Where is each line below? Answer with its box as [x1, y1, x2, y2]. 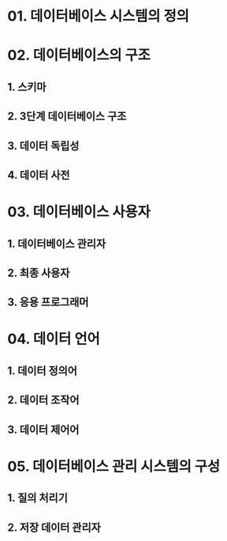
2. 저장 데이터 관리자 [7, 520, 102, 534]
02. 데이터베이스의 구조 [7, 47, 151, 64]
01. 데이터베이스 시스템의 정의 [7, 7, 190, 25]
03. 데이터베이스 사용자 [7, 203, 151, 221]
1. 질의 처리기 [7, 491, 68, 505]
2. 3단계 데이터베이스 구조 [7, 110, 127, 123]
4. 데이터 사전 [7, 168, 70, 182]
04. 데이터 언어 [7, 330, 100, 348]
